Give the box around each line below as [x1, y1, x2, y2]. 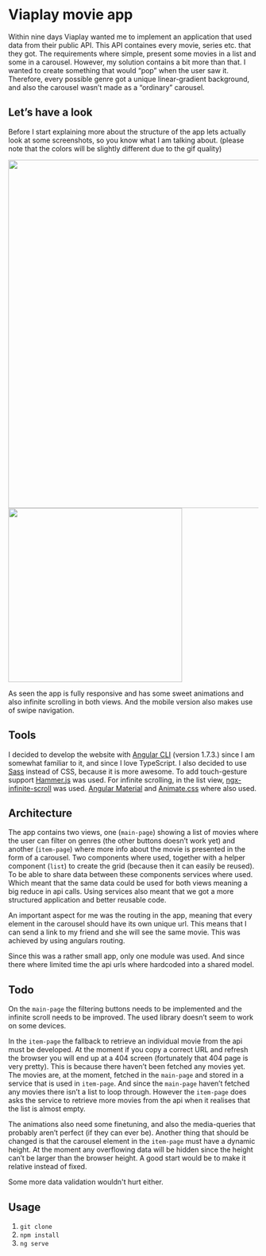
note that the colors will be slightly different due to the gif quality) [8, 143, 222, 153]
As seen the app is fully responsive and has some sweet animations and [8, 688, 244, 698]
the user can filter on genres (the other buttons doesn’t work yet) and [8, 836, 236, 845]
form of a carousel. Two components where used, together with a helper [8, 853, 246, 863]
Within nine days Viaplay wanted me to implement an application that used [8, 32, 253, 41]
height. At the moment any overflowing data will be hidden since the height [8, 1145, 254, 1155]
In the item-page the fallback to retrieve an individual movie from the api [8, 1036, 243, 1046]
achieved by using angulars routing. [8, 936, 125, 946]
